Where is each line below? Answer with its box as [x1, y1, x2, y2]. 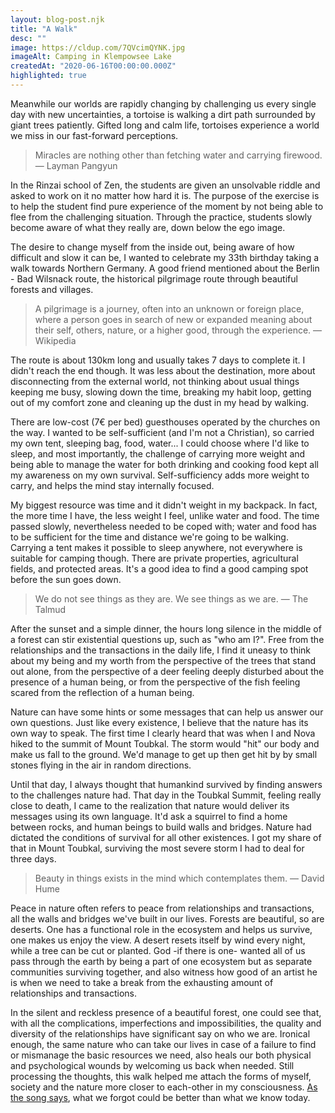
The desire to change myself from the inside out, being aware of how [10, 241, 295, 253]
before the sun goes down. [10, 573, 122, 585]
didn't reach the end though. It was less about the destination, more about [10, 364, 316, 376]
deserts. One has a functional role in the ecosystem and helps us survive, [10, 923, 313, 935]
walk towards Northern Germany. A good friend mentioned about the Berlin [10, 262, 320, 274]
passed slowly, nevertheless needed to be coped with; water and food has [10, 520, 317, 532]
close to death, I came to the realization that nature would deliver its [10, 799, 290, 811]
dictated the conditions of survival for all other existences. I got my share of [10, 831, 322, 843]
